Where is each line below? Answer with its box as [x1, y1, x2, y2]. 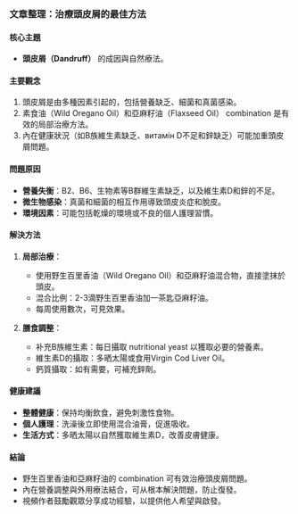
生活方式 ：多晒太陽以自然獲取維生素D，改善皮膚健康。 [21, 429, 224, 440]
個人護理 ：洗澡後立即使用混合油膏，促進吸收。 [21, 418, 195, 429]
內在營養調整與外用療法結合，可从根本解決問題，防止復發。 [21, 485, 242, 495]
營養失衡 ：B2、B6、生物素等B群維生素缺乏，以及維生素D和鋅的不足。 [21, 185, 280, 195]
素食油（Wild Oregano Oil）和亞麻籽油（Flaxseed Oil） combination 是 [21, 108, 282, 119]
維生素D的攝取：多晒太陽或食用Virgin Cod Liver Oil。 [35, 352, 230, 363]
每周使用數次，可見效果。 [35, 303, 130, 314]
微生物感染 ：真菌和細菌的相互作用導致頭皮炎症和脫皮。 [21, 196, 226, 207]
